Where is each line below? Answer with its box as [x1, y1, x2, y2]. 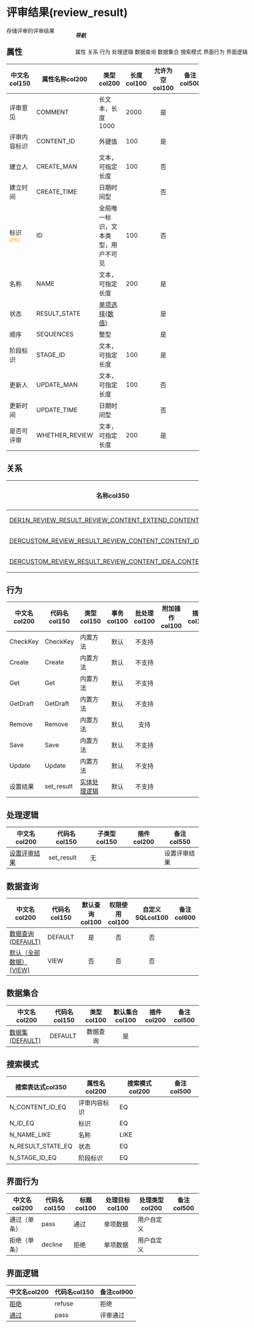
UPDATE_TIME [36, 406, 78, 414]
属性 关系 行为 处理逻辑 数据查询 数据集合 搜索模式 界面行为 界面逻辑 [75, 48, 248, 55]
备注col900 [100, 1288, 133, 1296]
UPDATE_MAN [36, 380, 78, 389]
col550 [169, 837, 191, 846]
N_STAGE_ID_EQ [9, 1153, 57, 1161]
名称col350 [96, 491, 130, 500]
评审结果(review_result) [6, 6, 128, 20]
